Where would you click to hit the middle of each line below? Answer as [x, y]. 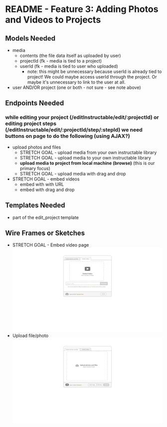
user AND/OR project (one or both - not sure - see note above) [77, 87]
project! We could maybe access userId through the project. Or [92, 77]
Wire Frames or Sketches [45, 233]
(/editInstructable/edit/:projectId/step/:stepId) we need [74, 130]
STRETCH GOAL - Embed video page [51, 245]
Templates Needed [35, 205]
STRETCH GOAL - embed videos [46, 179]
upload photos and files [37, 147]
